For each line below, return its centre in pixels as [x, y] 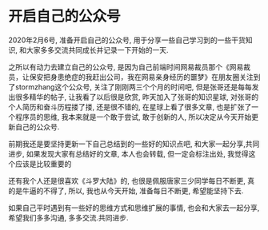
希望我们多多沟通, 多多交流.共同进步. [69, 217]
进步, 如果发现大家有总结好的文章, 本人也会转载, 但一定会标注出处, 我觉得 [128, 153]
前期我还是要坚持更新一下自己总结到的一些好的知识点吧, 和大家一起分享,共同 [134, 144]
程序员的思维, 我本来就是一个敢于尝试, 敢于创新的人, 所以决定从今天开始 [133, 117]
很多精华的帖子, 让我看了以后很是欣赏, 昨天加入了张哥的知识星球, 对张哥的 [136, 97]
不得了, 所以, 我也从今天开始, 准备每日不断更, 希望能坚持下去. [143, 190]
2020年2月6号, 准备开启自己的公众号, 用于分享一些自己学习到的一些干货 [127, 40]
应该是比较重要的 [43, 164]
